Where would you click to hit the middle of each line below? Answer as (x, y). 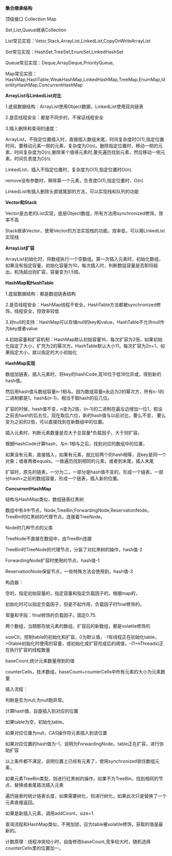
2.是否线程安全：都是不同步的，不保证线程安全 (55, 117)
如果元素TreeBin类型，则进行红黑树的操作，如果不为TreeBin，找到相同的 (82, 779)
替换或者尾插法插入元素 (39, 785)
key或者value (24, 328)
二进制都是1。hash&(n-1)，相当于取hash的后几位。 (59, 398)
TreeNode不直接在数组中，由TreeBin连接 (49, 538)
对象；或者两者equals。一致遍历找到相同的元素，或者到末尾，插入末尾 (80, 461)
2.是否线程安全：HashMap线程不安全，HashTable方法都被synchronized (81, 305)
